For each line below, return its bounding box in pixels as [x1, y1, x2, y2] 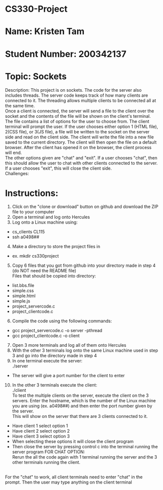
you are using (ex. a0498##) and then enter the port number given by [12, 403, 153, 409]
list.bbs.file [12, 283, 35, 288]
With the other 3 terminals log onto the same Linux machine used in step [12, 347, 158, 354]
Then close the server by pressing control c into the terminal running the [12, 444, 158, 450]
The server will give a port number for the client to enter [12, 373, 125, 379]
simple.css [12, 288, 34, 294]
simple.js [12, 298, 30, 304]
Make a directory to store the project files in [12, 244, 101, 250]
